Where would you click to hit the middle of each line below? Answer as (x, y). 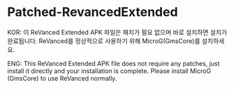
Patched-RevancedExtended (93, 12)
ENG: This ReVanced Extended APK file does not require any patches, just (114, 63)
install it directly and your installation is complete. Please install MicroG (109, 71)
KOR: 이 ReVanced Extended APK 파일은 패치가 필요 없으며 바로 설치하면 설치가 (117, 32)
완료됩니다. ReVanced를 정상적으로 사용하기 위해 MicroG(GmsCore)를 (104, 41)
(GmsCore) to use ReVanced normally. (62, 78)
